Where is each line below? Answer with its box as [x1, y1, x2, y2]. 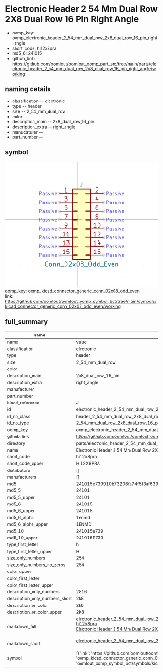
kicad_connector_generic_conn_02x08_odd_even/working [5, 303, 121, 309]
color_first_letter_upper [7, 582, 53, 588]
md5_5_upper [7, 494, 35, 500]
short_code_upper [7, 460, 44, 467]
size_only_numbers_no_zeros [7, 562, 65, 568]
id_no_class [7, 413, 31, 419]
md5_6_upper [7, 508, 35, 514]
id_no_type [7, 420, 29, 426]
